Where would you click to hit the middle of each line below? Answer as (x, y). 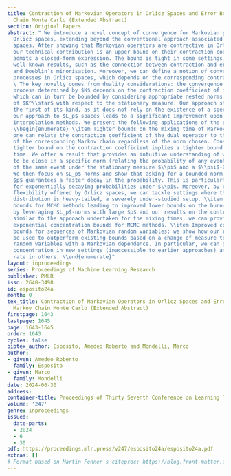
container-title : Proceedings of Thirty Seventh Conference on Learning (113, 398)
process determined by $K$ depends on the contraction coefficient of (117, 90)
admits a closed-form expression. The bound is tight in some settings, (120, 59)
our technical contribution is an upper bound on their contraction (113, 52)
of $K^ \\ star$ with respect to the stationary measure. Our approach (115, 103)
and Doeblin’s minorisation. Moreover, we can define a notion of (110, 71)
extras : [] (23, 455)
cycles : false (27, 340)
